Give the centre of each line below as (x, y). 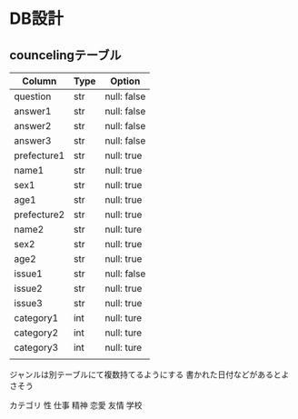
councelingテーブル (65, 55)
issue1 (28, 274)
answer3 (33, 140)
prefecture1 (40, 155)
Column (40, 81)
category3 (36, 348)
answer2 (33, 126)
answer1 (33, 111)
